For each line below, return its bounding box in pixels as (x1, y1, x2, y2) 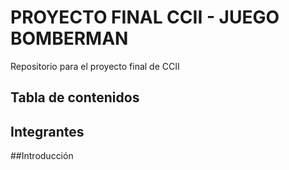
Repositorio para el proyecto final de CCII (10, 60, 180, 72)
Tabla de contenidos (10, 89, 140, 106)
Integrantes (10, 123, 85, 140)
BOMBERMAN (10, 27, 129, 50)
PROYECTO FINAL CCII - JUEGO (10, 6, 280, 29)
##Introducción (10, 150, 74, 162)
